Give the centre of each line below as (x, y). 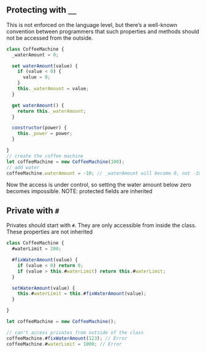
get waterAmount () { (38, 105)
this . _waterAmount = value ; (53, 89)
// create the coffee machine (45, 156)
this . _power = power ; (45, 134)
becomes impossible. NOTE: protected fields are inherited (79, 191)
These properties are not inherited (50, 232)
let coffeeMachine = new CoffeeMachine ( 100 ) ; (65, 162)
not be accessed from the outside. (50, 38)
